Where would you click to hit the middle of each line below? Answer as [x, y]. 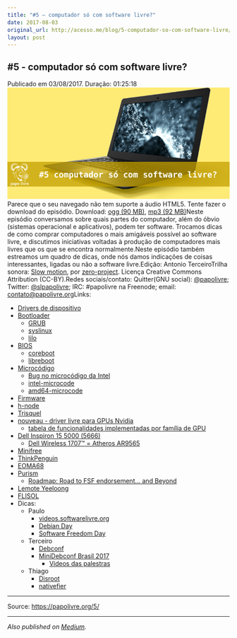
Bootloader [34, 315]
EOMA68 [31, 466]
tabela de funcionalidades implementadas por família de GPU [117, 429]
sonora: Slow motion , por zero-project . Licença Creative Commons [105, 272]
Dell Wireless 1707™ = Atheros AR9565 [84, 443]
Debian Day [55, 526]
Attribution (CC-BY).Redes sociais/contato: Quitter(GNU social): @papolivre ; [118, 279]
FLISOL [28, 496]
